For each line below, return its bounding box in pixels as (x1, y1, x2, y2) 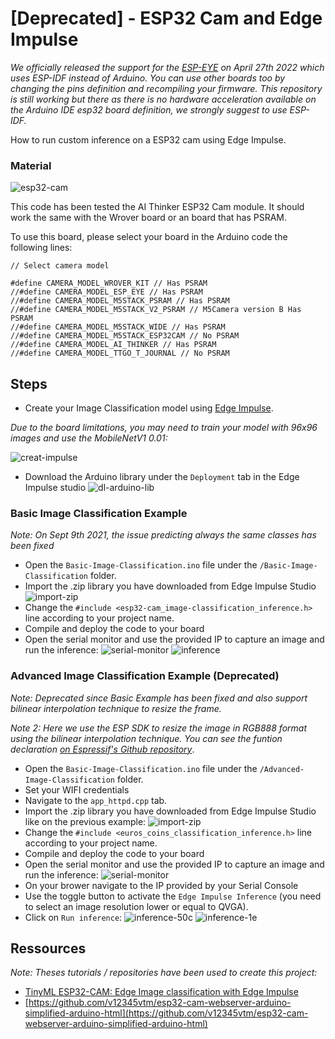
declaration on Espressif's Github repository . (10, 743, 195, 755)
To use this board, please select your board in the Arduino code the (10, 231, 288, 243)
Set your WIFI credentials (24, 783, 130, 796)
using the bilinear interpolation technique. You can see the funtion (10, 732, 283, 744)
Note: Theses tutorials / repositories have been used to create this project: (10, 967, 318, 979)
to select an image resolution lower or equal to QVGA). (24, 900, 249, 912)
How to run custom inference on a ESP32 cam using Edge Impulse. (10, 133, 287, 146)
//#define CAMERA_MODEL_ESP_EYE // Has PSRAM (10, 287, 203, 297)
